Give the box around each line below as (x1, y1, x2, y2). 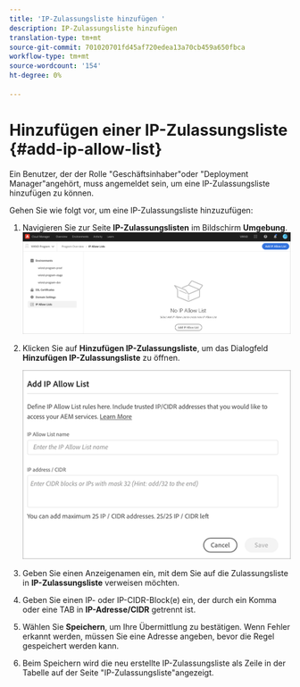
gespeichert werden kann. (21, 641, 119, 651)
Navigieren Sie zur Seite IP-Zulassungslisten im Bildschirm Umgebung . (21, 222, 288, 232)
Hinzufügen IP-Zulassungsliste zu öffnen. (21, 352, 180, 363)
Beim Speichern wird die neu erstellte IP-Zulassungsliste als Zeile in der (21, 658, 286, 669)
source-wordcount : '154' (9, 62, 102, 71)
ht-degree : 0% (9, 71, 62, 80)
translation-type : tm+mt (9, 33, 102, 42)
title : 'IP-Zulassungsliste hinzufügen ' (9, 14, 166, 23)
